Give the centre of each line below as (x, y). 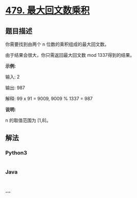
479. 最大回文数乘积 (48, 10)
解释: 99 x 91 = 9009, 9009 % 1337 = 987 (49, 98)
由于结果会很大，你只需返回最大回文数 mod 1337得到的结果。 (70, 55)
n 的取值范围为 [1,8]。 (28, 120)
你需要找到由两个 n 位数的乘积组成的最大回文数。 (57, 44)
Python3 (16, 153)
